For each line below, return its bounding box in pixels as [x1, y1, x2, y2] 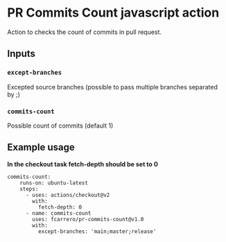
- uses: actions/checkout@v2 [25, 191, 110, 198]
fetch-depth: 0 [37, 203, 82, 211]
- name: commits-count [25, 209, 92, 216]
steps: [19, 185, 39, 192]
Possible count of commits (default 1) [7, 121, 114, 130]
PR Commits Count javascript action [7, 5, 220, 21]
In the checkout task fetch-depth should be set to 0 [7, 159, 158, 168]
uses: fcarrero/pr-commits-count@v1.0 [32, 216, 144, 223]
